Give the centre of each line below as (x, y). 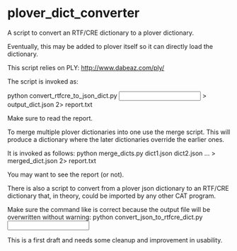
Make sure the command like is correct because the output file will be (109, 209)
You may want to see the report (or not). (66, 174)
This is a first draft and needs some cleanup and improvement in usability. (115, 240)
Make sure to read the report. (50, 118)
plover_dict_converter (74, 13)
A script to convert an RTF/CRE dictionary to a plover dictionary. (101, 33)
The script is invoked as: (43, 81)
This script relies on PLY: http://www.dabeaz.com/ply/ (86, 67)
